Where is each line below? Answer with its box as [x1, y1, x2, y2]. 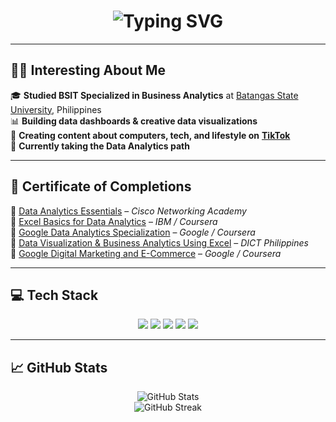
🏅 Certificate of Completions [10, 178, 192, 195]
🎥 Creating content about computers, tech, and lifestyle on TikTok [10, 129, 291, 141]
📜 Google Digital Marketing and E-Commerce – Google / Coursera [10, 247, 282, 259]
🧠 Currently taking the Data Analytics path [10, 140, 190, 152]
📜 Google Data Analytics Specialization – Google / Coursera [10, 226, 256, 238]
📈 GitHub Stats [10, 359, 108, 376]
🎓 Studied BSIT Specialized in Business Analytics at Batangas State [10, 89, 299, 101]
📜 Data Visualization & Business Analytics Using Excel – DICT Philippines [10, 236, 309, 249]
